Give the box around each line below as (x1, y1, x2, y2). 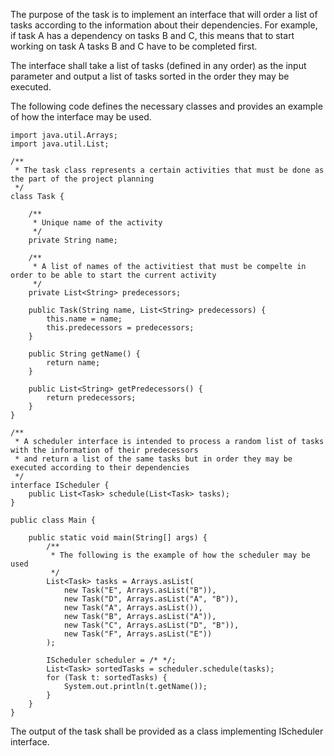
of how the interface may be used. (10, 111, 152, 123)
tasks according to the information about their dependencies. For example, (10, 19, 318, 31)
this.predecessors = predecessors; (46, 323, 195, 333)
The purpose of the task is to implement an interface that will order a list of (10, 9, 318, 20)
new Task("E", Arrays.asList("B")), (63, 585, 217, 595)
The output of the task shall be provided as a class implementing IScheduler (10, 725, 324, 737)
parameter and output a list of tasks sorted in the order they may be (10, 70, 290, 82)
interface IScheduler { (10, 480, 110, 490)
